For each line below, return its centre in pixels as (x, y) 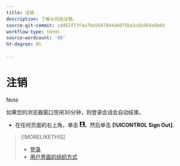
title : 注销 (20, 13)
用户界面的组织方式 (54, 156)
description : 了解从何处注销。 (42, 19)
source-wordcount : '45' (36, 38)
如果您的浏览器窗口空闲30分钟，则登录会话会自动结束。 (75, 112)
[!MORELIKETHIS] (43, 137)
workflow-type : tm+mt (33, 32)
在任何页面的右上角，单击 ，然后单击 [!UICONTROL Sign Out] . (94, 125)
